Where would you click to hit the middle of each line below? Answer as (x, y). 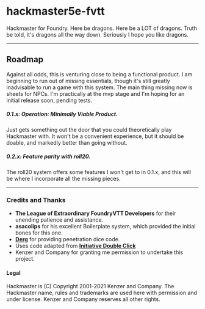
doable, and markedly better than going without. (67, 142)
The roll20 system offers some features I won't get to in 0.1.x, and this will (99, 172)
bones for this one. (39, 233)
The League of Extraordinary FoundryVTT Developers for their (95, 213)
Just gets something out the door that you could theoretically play (89, 129)
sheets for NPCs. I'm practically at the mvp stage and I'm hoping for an (95, 93)
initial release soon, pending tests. (49, 100)
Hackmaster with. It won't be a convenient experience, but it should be (95, 136)
